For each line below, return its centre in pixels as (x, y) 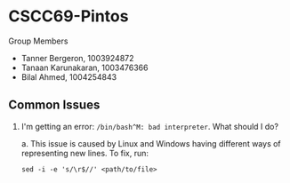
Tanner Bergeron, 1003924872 (77, 58)
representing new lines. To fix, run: (85, 153)
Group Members (38, 41)
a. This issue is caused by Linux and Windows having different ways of (151, 143)
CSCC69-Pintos (68, 16)
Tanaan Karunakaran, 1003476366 (85, 68)
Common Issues (54, 105)
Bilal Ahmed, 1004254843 (69, 76)
